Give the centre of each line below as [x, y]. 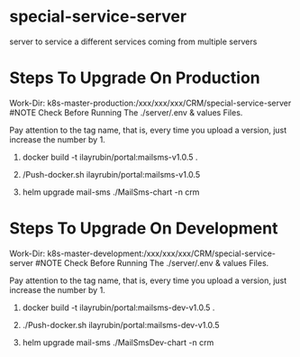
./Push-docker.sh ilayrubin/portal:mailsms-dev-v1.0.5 [121, 325]
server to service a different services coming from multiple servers [133, 41]
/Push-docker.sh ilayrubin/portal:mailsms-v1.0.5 [111, 174]
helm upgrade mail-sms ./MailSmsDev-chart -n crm [118, 342]
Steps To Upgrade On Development [144, 229]
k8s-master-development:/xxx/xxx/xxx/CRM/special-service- [162, 253]
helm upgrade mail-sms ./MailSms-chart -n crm [111, 192]
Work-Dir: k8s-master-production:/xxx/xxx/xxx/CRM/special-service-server [150, 103]
